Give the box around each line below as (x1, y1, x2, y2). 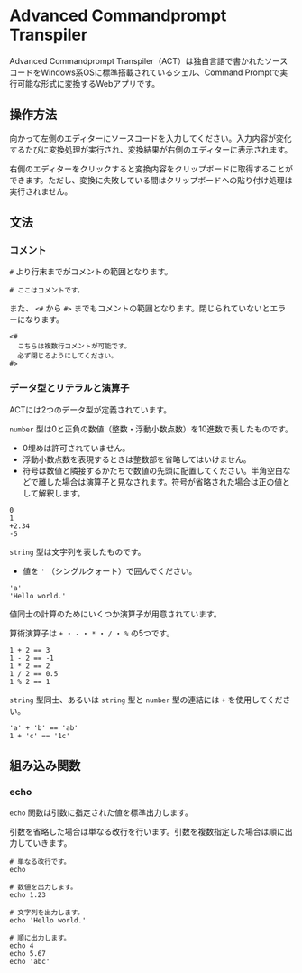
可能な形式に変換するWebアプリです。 (16, 78, 160, 88)
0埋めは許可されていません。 (22, 442, 131, 453)
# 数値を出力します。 (9, 883, 78, 892)
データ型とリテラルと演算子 (9, 382, 130, 394)
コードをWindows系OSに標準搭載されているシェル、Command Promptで (9, 67, 280, 78)
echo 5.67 (9, 950, 47, 959)
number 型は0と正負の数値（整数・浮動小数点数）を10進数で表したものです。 (9, 423, 293, 434)
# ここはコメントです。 (9, 286, 85, 295)
